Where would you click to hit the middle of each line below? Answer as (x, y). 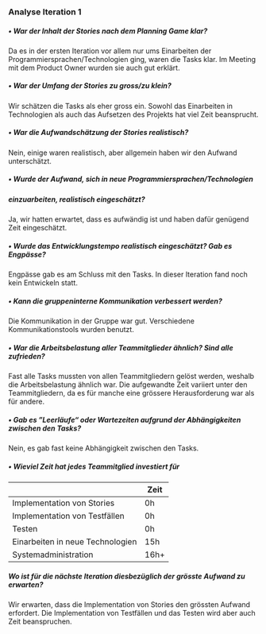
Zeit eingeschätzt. (38, 228)
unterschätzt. (30, 160)
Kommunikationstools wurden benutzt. (71, 330)
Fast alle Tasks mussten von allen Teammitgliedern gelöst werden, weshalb (131, 377)
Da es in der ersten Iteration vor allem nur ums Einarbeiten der (110, 51)
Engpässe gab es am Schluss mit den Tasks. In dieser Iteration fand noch (128, 274)
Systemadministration (53, 555)
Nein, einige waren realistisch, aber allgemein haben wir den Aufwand (123, 153)
